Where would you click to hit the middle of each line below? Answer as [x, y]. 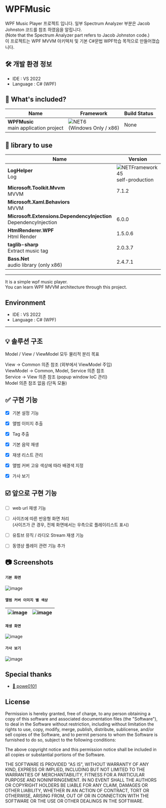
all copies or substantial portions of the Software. [55, 755]
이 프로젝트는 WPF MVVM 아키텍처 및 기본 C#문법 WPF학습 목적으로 [72, 41]
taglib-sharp [23, 244]
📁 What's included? [36, 100]
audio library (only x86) [35, 265]
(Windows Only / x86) [94, 128]
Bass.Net [19, 259]
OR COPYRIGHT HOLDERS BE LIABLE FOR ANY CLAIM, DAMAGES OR [77, 785]
